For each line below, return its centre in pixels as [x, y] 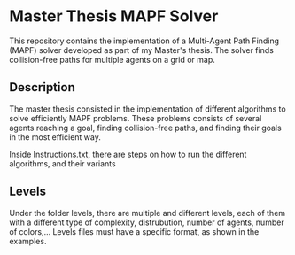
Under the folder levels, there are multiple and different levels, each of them [147, 212]
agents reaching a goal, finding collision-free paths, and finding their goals [145, 127]
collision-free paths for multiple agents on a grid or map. [112, 59]
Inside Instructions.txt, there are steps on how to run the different [128, 154]
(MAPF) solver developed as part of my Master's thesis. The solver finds [142, 50]
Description [42, 87]
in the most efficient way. [55, 137]
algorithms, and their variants [63, 163]
